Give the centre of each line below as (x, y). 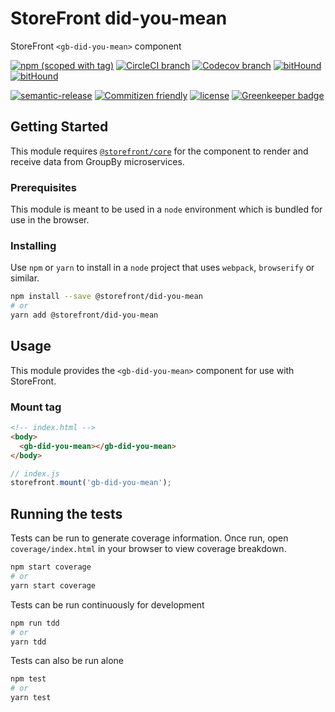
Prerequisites (43, 187)
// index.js (35, 473)
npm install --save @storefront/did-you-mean (106, 297)
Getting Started (59, 127)
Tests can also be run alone (67, 661)
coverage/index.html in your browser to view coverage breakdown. (148, 549)
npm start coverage (51, 567)
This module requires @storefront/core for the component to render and (159, 151)
